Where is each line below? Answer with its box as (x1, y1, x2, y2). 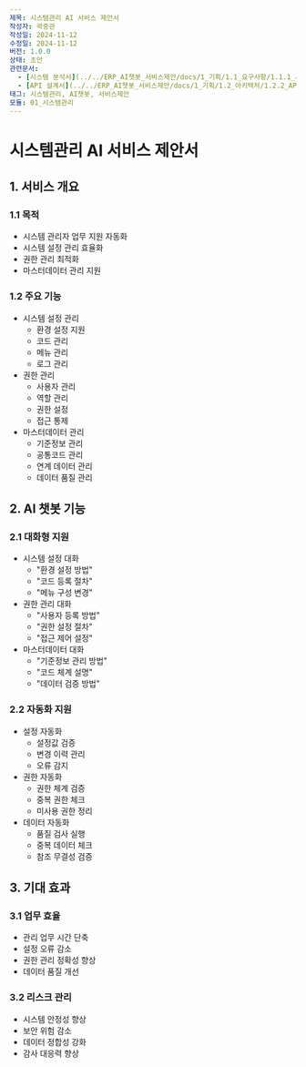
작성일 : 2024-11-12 (9, 30, 77, 39)
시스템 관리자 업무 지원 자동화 (22, 231, 127, 242)
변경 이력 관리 (36, 748, 86, 759)
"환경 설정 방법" (36, 564, 93, 575)
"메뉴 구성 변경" (36, 587, 93, 598)
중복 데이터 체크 (36, 839, 93, 850)
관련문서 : (9, 65, 39, 74)
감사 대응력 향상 (22, 1048, 79, 1059)
